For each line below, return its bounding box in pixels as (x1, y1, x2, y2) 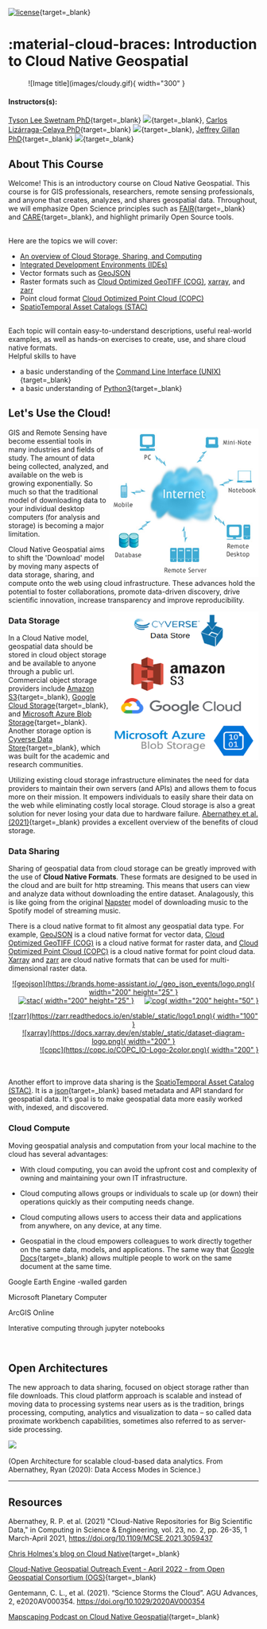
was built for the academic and (8, 751, 110, 761)
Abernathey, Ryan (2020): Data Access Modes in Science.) (8, 1465, 201, 1475)
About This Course (8, 157, 104, 171)
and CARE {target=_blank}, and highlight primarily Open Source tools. (8, 211, 234, 222)
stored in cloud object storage (8, 650, 107, 660)
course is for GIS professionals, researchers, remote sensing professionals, (8, 187, 255, 196)
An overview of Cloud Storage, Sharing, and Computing (19, 251, 203, 261)
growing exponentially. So (8, 478, 93, 488)
